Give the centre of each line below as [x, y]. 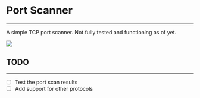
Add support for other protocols [54, 88]
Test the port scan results [46, 82]
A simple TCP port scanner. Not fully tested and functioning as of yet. [91, 32]
